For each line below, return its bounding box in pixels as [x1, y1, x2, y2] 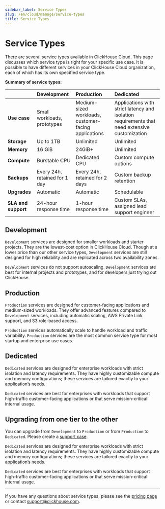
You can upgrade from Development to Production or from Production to [5, 428, 149, 434]
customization [114, 130, 147, 137]
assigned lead [114, 203, 147, 210]
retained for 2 [75, 175, 107, 182]
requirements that [114, 118, 156, 125]
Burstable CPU [36, 157, 71, 164]
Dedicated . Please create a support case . [5, 434, 88, 439]
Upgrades [7, 188, 31, 195]
